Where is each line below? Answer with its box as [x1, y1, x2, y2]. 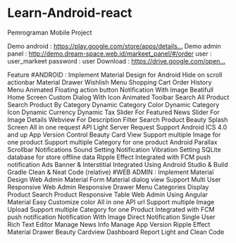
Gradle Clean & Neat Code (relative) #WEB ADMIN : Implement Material [7, 168, 214, 176]
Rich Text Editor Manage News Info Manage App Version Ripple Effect [7, 220, 211, 228]
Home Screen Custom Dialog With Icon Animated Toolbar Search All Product [7, 93, 230, 101]
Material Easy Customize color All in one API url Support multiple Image [7, 197, 215, 206]
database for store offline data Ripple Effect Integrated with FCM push [7, 153, 211, 161]
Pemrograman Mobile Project [7, 28, 92, 37]
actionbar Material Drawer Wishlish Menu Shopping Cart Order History [7, 77, 212, 86]
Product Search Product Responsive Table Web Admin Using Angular [7, 190, 209, 199]
